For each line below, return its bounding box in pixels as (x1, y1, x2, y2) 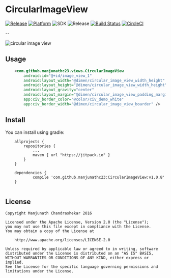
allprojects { (14, 139, 44, 144)
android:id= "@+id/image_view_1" (23, 73, 93, 78)
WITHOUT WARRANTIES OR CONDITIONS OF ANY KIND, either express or (5, 256, 149, 261)
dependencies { (14, 170, 47, 175)
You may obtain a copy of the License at (5, 229, 95, 234)
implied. (5, 260, 24, 265)
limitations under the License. (5, 269, 74, 274)
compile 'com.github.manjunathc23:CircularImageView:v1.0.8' (32, 175, 165, 180)
